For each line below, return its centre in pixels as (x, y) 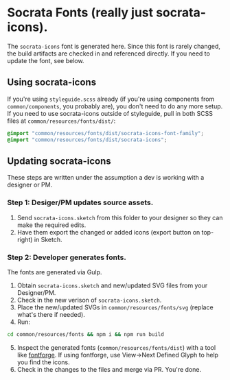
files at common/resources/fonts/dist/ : (61, 121)
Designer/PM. (36, 292)
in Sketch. (48, 239)
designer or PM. (30, 185)
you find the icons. (43, 362)
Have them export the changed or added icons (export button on (108, 232)
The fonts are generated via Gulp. (55, 272)
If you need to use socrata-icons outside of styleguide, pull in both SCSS (110, 113)
